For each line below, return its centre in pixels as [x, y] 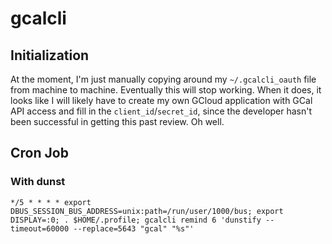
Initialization [50, 55]
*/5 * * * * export [51, 202]
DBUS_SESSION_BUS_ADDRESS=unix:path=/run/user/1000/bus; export [147, 211]
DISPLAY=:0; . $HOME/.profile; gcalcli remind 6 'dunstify [136, 220]
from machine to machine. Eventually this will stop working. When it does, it [166, 90]
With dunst [38, 182]
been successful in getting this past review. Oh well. [117, 121]
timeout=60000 [40, 228]
